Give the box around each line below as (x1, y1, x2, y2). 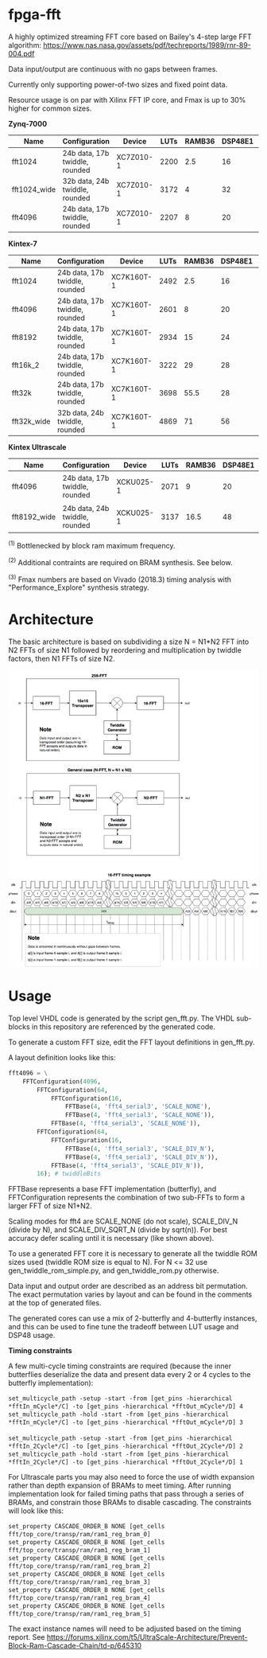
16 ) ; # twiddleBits (37, 1170, 102, 1178)
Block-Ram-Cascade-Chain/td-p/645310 (8, 1641, 141, 1651)
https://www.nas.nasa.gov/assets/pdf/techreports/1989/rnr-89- (43, 40, 252, 49)
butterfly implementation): (8, 1379, 94, 1388)
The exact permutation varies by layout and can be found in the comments (8, 1289, 253, 1299)
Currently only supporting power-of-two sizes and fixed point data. (8, 80, 228, 89)
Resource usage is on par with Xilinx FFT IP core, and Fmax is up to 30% (8, 95, 246, 104)
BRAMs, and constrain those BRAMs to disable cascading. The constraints (8, 1498, 252, 1508)
